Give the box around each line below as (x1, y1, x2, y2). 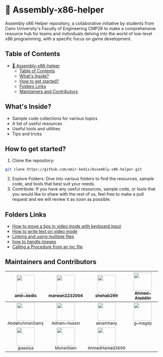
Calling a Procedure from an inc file (12, 244, 83, 250)
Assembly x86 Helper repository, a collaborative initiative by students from (5, 20, 154, 26)
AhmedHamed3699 (87, 345, 126, 351)
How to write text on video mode (12, 229, 78, 234)
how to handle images (12, 239, 57, 245)
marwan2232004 (48, 293, 83, 298)
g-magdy (133, 320, 152, 326)
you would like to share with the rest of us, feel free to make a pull (12, 191, 144, 197)
